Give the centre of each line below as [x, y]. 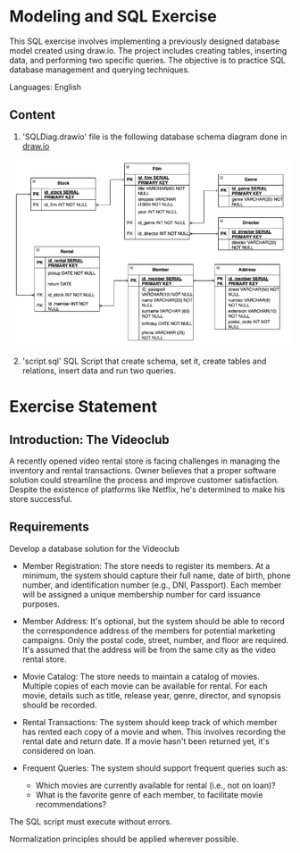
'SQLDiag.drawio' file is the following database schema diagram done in [154, 137]
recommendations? [71, 804]
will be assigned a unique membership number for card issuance [141, 594]
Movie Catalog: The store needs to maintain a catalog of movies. [141, 676]
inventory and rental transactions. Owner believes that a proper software [143, 471]
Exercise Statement [83, 407]
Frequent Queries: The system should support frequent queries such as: [155, 768]
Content [33, 115]
